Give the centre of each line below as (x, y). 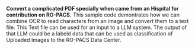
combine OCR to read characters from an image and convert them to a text (97, 21)
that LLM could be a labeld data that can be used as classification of (89, 34)
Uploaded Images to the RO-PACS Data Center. (64, 40)
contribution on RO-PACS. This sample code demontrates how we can (93, 15)
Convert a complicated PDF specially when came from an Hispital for (92, 9)
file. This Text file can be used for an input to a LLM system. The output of (97, 27)
